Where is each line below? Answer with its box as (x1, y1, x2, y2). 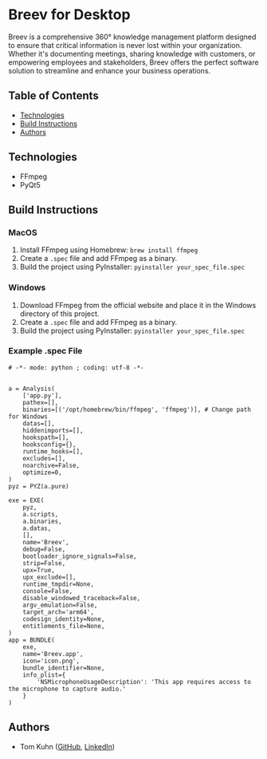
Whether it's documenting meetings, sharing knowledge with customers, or (8, 49, 256, 58)
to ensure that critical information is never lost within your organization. (8, 40, 242, 49)
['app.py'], (22, 391, 62, 400)
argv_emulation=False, (22, 601, 98, 609)
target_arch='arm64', (22, 608, 94, 616)
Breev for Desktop (8, 6, 131, 24)
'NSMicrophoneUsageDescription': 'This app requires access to (37, 678, 251, 686)
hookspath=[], (22, 433, 69, 441)
